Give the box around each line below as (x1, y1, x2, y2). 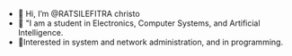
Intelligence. (17, 28, 64, 37)
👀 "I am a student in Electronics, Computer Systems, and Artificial (17, 18, 261, 28)
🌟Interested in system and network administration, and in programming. (17, 36, 284, 47)
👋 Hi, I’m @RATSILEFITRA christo (17, 9, 141, 19)
